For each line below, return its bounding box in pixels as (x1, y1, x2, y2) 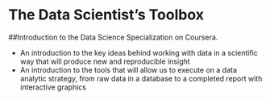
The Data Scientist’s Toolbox (8, 6, 204, 24)
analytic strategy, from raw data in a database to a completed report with (19, 73, 263, 83)
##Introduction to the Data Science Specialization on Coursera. (8, 32, 218, 42)
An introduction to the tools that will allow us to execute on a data (19, 65, 238, 74)
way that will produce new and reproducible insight (19, 56, 191, 66)
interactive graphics (19, 82, 87, 92)
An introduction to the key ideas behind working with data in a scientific (19, 48, 258, 57)
